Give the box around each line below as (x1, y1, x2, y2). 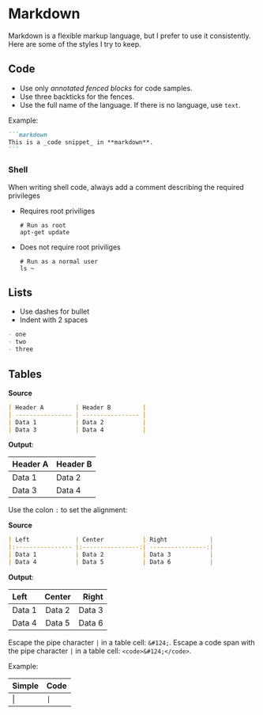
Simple (12, 680, 39, 691)
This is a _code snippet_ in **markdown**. (8, 138, 154, 146)
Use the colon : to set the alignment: (8, 505, 128, 515)
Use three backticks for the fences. (19, 92, 135, 101)
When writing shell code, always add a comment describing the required (8, 182, 245, 192)
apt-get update (19, 228, 70, 236)
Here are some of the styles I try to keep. (8, 39, 142, 48)
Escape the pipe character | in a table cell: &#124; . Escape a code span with (8, 637, 255, 647)
